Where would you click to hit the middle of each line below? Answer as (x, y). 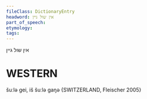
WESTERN (32, 74)
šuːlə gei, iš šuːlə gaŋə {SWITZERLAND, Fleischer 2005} (74, 90)
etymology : (19, 28)
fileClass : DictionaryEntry (41, 11)
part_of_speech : (26, 22)
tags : (13, 33)
